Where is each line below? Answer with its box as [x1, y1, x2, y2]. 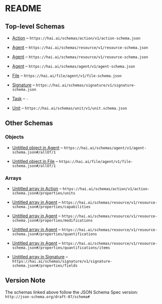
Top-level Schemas [5, 22, 65, 31]
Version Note [5, 276, 46, 285]
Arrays [5, 175, 22, 181]
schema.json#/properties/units [12, 191, 76, 195]
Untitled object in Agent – [12, 144, 63, 150]
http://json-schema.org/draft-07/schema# [5, 294, 90, 299]
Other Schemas [5, 119, 53, 128]
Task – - [12, 96, 29, 101]
